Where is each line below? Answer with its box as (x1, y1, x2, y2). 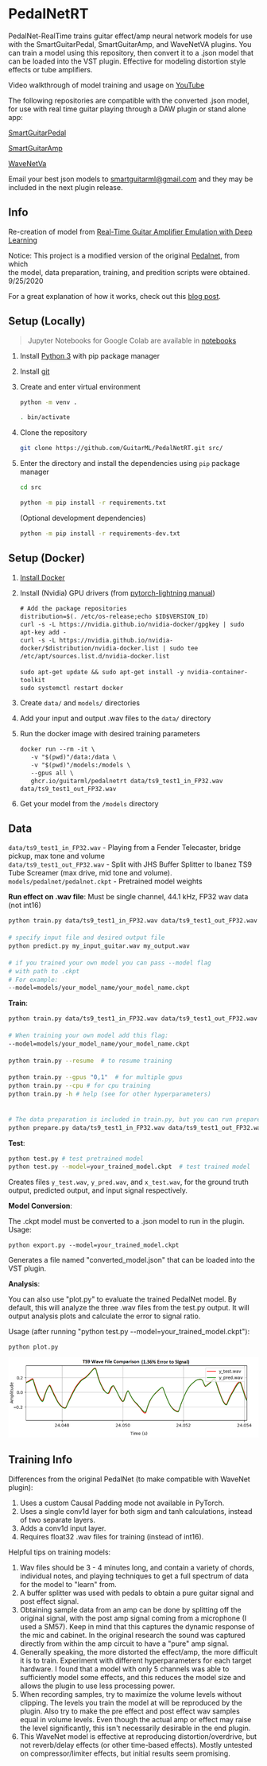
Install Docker (19, 572, 65, 582)
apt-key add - (19, 628, 67, 636)
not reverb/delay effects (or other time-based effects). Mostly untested (19, 1740, 253, 1749)
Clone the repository (19, 428, 87, 437)
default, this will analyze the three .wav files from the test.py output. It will (8, 1303, 250, 1313)
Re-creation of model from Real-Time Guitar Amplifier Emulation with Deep (8, 227, 253, 236)
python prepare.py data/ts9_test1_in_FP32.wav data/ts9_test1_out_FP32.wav (8, 1124, 265, 1131)
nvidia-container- (187, 668, 248, 676)
